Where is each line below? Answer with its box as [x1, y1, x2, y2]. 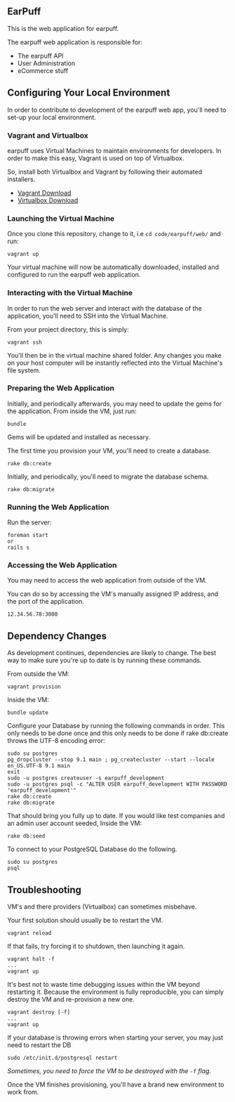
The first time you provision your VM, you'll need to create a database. [7, 446, 211, 455]
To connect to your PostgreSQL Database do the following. [7, 845, 177, 853]
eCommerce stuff [17, 66, 69, 74]
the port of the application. [7, 597, 84, 606]
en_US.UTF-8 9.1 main [7, 763, 71, 770]
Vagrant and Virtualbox [7, 130, 89, 140]
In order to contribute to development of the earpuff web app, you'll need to [7, 105, 227, 114]
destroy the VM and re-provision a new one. [7, 995, 135, 1004]
